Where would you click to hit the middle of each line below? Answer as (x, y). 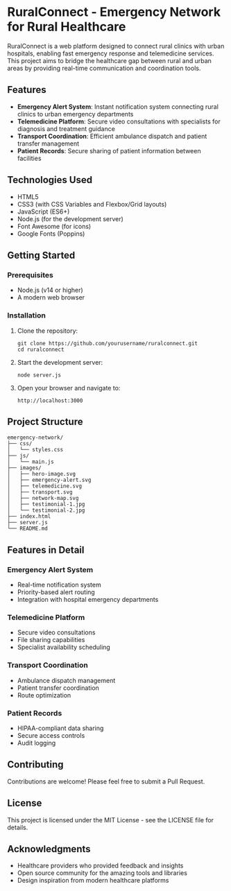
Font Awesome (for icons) (54, 226)
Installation (27, 315)
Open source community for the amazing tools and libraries (102, 873)
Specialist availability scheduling (64, 647)
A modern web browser (51, 297)
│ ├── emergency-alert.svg (49, 480)
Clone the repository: (48, 331)
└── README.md (28, 529)
